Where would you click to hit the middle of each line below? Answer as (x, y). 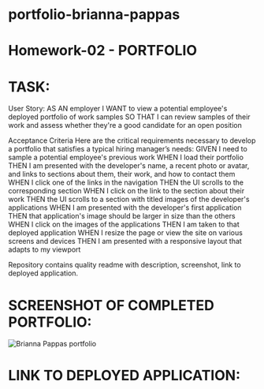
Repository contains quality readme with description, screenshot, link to (125, 265)
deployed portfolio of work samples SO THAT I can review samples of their (129, 117)
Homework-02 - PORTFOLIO (103, 51)
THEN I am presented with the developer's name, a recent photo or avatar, (129, 166)
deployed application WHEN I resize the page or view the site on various (125, 233)
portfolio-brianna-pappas (94, 15)
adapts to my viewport (45, 249)
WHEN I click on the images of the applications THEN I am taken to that (124, 224)
